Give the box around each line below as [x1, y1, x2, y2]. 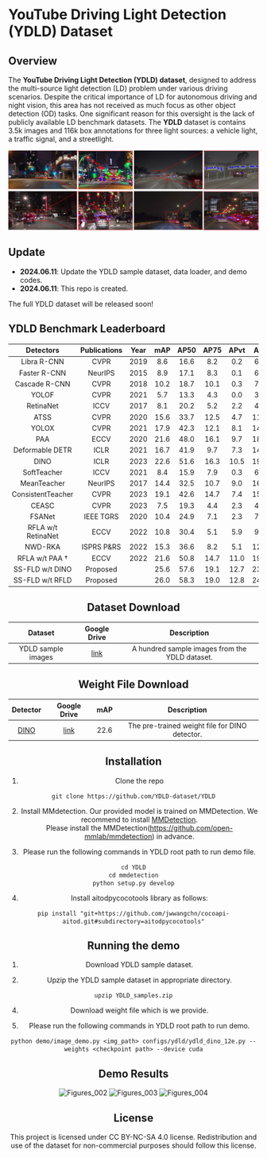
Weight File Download [78, 678, 189, 691]
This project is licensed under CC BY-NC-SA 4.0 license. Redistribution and [10, 1132, 257, 1141]
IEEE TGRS [83, 511, 119, 521]
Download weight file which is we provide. [70, 1005, 209, 1015]
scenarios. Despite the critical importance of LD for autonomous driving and [8, 92, 257, 101]
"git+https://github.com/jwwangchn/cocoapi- [79, 909, 230, 917]
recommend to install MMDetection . [80, 815, 199, 824]
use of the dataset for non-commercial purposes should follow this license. [10, 1141, 257, 1150]
